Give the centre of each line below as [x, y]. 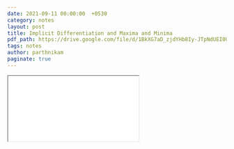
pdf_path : [22, 40]
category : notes [31, 20]
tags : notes [24, 46]
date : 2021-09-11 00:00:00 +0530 [57, 14]
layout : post [26, 26]
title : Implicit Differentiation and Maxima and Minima [90, 33]
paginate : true [29, 59]
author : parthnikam [36, 53]
